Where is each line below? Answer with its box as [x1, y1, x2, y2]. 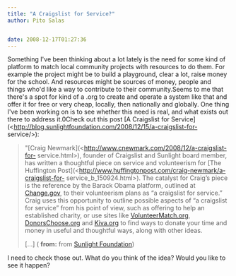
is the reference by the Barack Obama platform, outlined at [24, 181, 196, 190]
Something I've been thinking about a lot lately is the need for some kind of [7, 55, 226, 64]
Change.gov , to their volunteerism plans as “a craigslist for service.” [24, 188, 223, 198]
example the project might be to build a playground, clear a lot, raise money [7, 70, 228, 78]
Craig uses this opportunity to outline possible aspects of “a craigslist [24, 196, 228, 205]
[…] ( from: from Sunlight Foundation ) [24, 240, 135, 248]
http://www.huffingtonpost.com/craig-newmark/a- [78, 167, 226, 175]
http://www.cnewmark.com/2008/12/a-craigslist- [83, 144, 228, 152]
